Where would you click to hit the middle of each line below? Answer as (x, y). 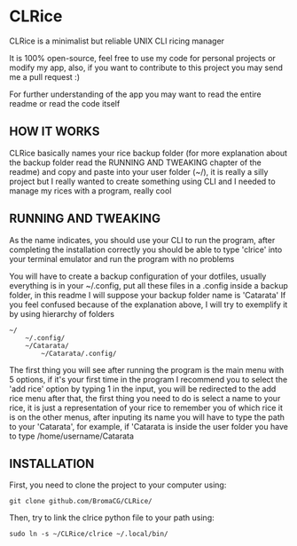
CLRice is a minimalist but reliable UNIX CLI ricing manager (117, 41)
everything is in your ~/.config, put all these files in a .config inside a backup (148, 285)
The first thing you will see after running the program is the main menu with (147, 369)
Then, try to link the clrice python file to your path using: (112, 518)
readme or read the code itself (65, 103)
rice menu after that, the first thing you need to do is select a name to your (145, 398)
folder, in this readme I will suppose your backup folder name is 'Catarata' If (148, 295)
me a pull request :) (44, 76)
